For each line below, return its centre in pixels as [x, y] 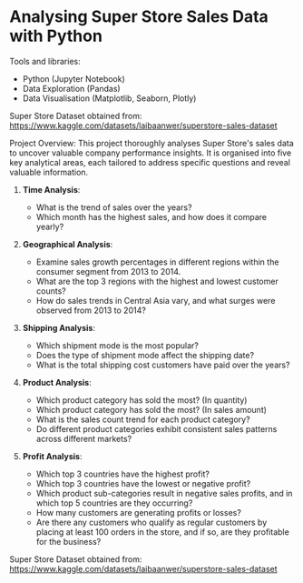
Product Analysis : [57, 382]
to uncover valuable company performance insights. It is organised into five [151, 153]
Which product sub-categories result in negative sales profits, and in [164, 493]
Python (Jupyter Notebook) [73, 78]
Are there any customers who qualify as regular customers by [151, 522]
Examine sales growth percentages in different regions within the [157, 262]
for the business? [68, 541]
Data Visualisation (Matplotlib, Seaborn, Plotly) [109, 98]
